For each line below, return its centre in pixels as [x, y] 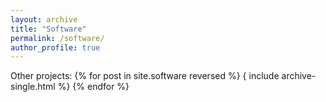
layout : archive [44, 19]
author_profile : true [55, 47]
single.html [33, 87]
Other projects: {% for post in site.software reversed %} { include [145, 76]
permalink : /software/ [57, 38]
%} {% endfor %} [93, 87]
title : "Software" [48, 29]
